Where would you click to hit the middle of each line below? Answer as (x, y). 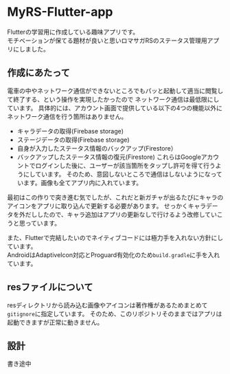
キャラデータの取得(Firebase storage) (70, 131)
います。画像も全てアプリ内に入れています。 (80, 182)
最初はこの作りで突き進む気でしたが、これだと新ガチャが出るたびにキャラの (115, 197)
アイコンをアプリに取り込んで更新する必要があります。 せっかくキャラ (107, 206)
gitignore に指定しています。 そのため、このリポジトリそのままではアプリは (115, 313)
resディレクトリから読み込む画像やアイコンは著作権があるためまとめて (107, 305)
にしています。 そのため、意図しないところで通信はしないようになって (123, 174)
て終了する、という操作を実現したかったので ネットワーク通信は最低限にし (113, 99)
